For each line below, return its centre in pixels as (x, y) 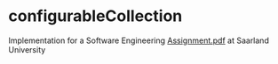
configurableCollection (95, 16)
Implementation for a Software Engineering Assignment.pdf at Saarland (139, 40)
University (27, 49)
